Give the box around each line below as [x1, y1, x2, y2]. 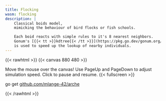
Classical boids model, [14, 21, 63, 26]
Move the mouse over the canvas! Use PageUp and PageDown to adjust [5, 66, 152, 72]
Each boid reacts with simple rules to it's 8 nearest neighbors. [14, 34, 154, 39]
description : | [5, 16, 37, 21]
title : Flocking [5, 7, 39, 12]
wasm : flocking [5, 12, 37, 17]
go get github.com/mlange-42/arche [5, 81, 80, 87]
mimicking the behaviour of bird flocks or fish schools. [14, 25, 136, 30]
